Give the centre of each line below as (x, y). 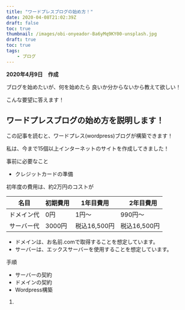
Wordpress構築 (34, 290)
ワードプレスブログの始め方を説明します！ (85, 121)
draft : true (21, 40)
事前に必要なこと (27, 161)
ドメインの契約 (33, 282)
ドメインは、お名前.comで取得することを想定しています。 (86, 242)
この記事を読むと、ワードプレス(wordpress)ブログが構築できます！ (89, 136)
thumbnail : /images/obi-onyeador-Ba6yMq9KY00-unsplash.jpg (82, 34)
